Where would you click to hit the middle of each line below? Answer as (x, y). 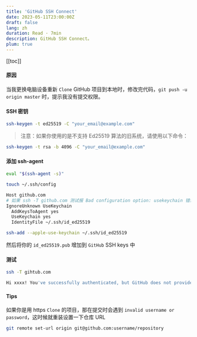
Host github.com (26, 195)
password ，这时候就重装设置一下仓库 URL (56, 317)
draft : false (22, 22)
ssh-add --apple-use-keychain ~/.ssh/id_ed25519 (67, 233)
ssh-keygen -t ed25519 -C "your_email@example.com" (70, 124)
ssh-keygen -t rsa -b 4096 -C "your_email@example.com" (76, 147)
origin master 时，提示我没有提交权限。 (55, 97)
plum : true (19, 45)
